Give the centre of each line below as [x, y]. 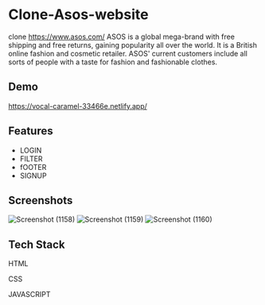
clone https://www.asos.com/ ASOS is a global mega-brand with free [121, 37]
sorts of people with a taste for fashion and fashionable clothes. [113, 62]
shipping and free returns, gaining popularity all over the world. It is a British [132, 44]
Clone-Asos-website [78, 15]
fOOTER [33, 167]
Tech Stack [37, 244]
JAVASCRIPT [29, 295]
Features [31, 131]
